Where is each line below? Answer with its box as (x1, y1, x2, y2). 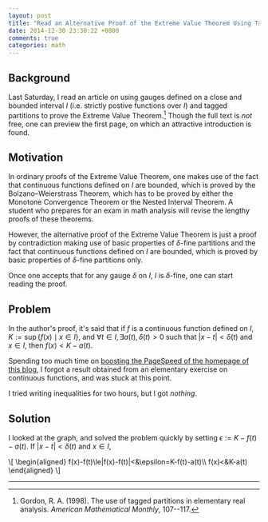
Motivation (8, 150, 64, 164)
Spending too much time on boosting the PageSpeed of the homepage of (8, 357, 250, 366)
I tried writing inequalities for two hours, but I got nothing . (8, 389, 198, 398)
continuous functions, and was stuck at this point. (8, 373, 172, 383)
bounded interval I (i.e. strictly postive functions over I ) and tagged (8, 101, 228, 110)
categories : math (8, 42, 66, 50)
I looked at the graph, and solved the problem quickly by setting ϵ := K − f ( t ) (8, 433, 258, 443)
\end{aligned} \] (8, 465, 61, 476)
